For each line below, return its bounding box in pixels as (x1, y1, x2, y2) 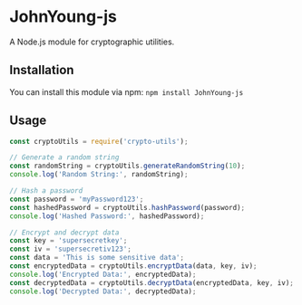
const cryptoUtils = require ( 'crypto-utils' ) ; (9, 137, 189, 146)
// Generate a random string (9, 153, 120, 162)
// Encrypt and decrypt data (9, 228, 120, 237)
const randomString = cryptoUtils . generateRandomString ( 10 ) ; (9, 161, 246, 171)
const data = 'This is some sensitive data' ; (9, 253, 184, 262)
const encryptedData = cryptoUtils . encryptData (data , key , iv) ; (9, 262, 258, 271)
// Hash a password (9, 186, 83, 195)
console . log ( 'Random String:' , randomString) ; (9, 170, 189, 179)
